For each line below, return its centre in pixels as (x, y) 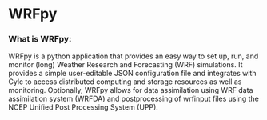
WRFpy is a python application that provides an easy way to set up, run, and (133, 56)
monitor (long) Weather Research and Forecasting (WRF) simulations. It (126, 65)
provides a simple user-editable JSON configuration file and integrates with (132, 74)
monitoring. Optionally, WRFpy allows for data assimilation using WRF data (131, 90)
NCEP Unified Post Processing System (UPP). (83, 107)
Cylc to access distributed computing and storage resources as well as (125, 82)
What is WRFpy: (40, 39)
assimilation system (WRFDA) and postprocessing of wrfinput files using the (134, 99)
